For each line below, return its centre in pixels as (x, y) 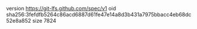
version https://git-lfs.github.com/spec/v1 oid (61, 8)
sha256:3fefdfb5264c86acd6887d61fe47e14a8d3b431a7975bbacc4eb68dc (99, 14)
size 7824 (44, 21)
